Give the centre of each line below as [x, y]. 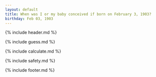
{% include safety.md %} [30, 61]
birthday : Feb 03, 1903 [29, 19]
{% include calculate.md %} [33, 51]
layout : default [21, 10]
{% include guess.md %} [30, 42]
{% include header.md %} [31, 33]
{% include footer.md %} [30, 70]
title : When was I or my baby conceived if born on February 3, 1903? [78, 14]
